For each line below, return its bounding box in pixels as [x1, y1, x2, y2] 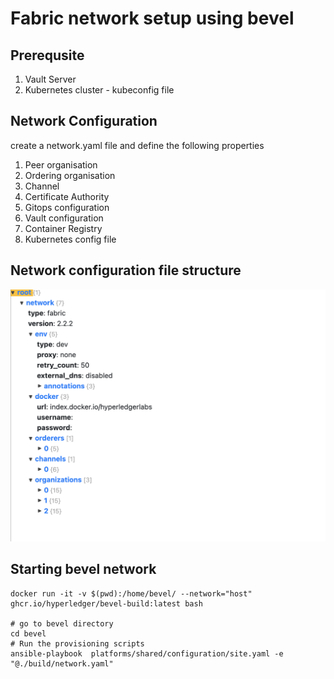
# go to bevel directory [10, 618, 114, 629]
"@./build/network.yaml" [10, 658, 114, 669]
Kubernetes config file [24, 233, 117, 245]
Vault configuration [24, 212, 104, 224]
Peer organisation [24, 158, 98, 171]
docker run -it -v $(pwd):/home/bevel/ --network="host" [10, 588, 253, 599]
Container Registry [24, 222, 103, 234]
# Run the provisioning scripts [10, 638, 145, 649]
